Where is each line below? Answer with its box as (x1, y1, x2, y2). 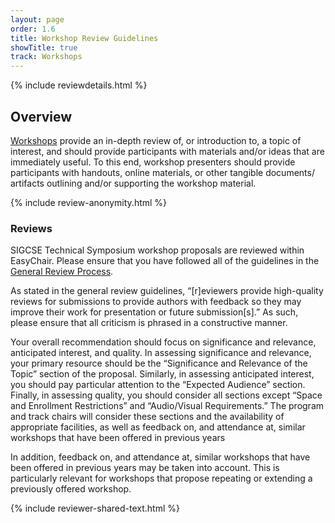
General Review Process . (10, 266, 114, 278)
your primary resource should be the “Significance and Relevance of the (10, 357, 308, 370)
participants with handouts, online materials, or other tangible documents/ (10, 166, 315, 178)
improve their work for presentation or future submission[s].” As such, (10, 306, 299, 318)
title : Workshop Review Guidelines (10, 33, 159, 43)
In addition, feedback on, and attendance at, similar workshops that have (10, 451, 311, 463)
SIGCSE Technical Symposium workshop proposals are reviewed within (10, 244, 305, 256)
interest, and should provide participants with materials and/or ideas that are (10, 145, 325, 157)
